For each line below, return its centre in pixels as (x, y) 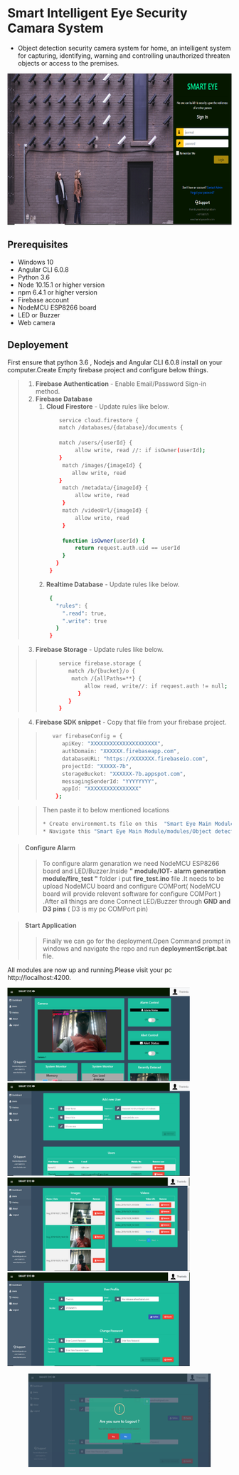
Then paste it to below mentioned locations (106, 810)
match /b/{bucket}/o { (102, 671)
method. (48, 391)
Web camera (36, 322)
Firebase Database (64, 399)
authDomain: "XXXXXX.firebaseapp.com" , (121, 751)
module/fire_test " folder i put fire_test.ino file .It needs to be (133, 879)
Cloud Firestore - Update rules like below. (107, 406)
